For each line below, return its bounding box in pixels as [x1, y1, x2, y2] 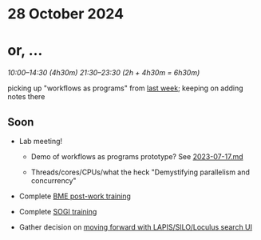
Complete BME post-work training [18, 191, 131, 201]
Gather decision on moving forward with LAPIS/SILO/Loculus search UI [18, 222, 253, 232]
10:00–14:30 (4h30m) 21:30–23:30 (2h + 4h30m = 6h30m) [7, 68, 200, 78]
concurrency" [30, 175, 77, 185]
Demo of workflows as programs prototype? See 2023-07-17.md [30, 151, 244, 161]
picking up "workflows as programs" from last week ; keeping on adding [7, 83, 244, 93]
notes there [7, 92, 45, 102]
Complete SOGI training [18, 206, 97, 216]
